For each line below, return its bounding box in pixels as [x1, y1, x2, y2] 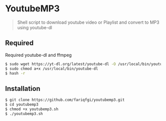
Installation [5, 84, 41, 93]
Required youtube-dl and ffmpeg [5, 52, 72, 58]
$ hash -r [5, 71, 26, 76]
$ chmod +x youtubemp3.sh [5, 107, 58, 112]
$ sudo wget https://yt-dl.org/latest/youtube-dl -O [5, 61, 116, 67]
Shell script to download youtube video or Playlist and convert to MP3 [17, 19, 160, 25]
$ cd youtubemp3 [5, 102, 39, 107]
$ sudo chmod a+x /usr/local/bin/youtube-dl [5, 66, 98, 71]
